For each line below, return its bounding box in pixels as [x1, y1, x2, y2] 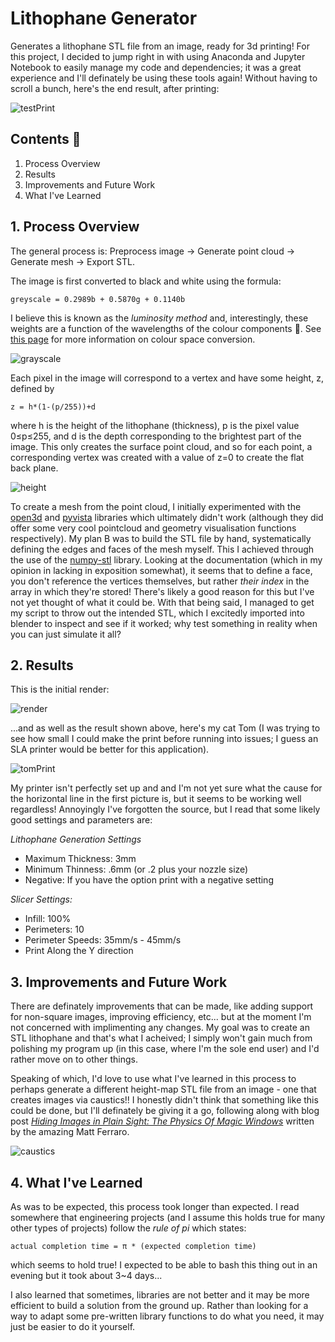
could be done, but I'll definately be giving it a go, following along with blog [10, 1105, 320, 1117]
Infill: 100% [24, 913, 72, 925]
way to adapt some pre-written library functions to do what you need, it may [10, 1310, 325, 1322]
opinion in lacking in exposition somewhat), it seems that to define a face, [10, 564, 313, 576]
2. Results [10, 657, 74, 674]
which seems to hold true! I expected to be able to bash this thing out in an [10, 1259, 318, 1271]
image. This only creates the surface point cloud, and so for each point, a [10, 440, 313, 452]
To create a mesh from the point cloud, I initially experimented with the [10, 500, 302, 512]
